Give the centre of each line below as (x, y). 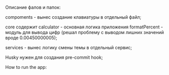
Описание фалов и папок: (33, 7)
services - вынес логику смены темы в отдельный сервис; (69, 47)
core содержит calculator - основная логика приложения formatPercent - (84, 27)
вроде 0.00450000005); (31, 38)
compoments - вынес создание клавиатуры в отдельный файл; (73, 17)
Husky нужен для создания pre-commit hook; (54, 57)
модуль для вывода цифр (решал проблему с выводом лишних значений (84, 32)
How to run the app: (26, 67)
